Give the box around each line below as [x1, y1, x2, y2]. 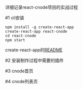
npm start [5, 38, 26, 43]
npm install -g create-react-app [5, 25, 74, 30]
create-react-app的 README [5, 47, 63, 53]
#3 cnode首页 [5, 68, 34, 74]
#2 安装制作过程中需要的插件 [5, 57, 64, 63]
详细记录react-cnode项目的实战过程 [5, 4, 78, 10]
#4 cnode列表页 [5, 79, 38, 84]
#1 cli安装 [5, 15, 25, 21]
